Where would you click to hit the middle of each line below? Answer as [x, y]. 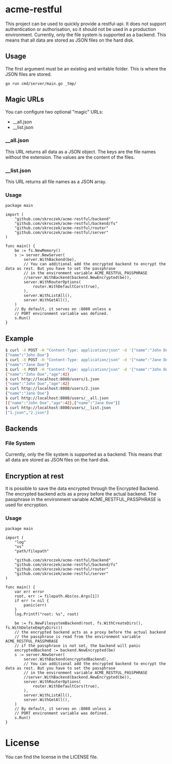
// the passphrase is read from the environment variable [78, 637]
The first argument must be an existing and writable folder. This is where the [86, 68]
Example [19, 338]
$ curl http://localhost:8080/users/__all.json [57, 398]
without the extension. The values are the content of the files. [70, 157]
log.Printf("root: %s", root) [47, 614]
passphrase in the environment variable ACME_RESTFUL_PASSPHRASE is [83, 500]
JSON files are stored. [29, 74]
